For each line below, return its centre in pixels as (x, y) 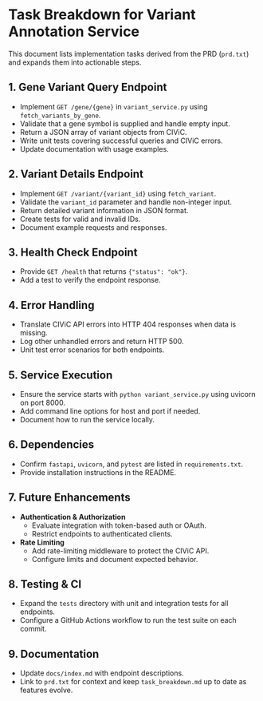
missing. (33, 333)
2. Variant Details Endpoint (76, 174)
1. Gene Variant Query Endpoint (88, 87)
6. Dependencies (51, 445)
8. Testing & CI (45, 584)
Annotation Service (74, 32)
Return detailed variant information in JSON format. (104, 210)
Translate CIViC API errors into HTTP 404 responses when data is (128, 324)
